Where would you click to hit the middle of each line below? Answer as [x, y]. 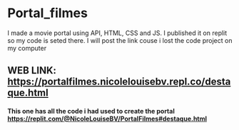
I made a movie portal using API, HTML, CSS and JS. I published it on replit [117, 33]
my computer [27, 48]
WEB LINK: [32, 70]
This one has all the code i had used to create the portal [91, 111]
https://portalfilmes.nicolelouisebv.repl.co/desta [119, 82]
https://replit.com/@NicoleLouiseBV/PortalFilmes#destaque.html [107, 119]
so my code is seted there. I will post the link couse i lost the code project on [120, 40]
